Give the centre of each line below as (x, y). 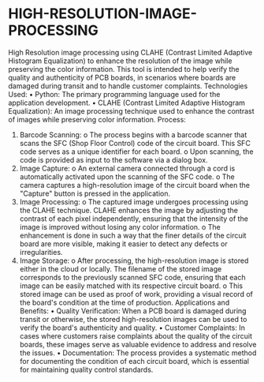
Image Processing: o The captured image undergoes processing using (134, 201)
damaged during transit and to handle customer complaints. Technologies (128, 86)
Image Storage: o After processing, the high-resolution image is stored (134, 260)
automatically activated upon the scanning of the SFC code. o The (127, 176)
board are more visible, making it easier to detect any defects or (123, 243)
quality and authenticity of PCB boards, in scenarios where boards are (122, 77)
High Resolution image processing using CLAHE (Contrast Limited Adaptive (130, 52)
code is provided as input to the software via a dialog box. (113, 159)
